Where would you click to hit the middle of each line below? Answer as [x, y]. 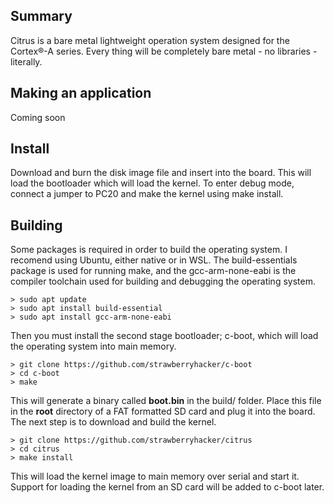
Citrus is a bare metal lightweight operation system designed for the [150, 40]
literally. [26, 61]
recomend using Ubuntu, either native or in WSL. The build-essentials [154, 260]
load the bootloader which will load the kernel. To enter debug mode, [152, 183]
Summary [41, 16]
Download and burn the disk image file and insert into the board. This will [161, 173]
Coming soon [38, 117]
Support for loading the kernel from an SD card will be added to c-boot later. [167, 487]
